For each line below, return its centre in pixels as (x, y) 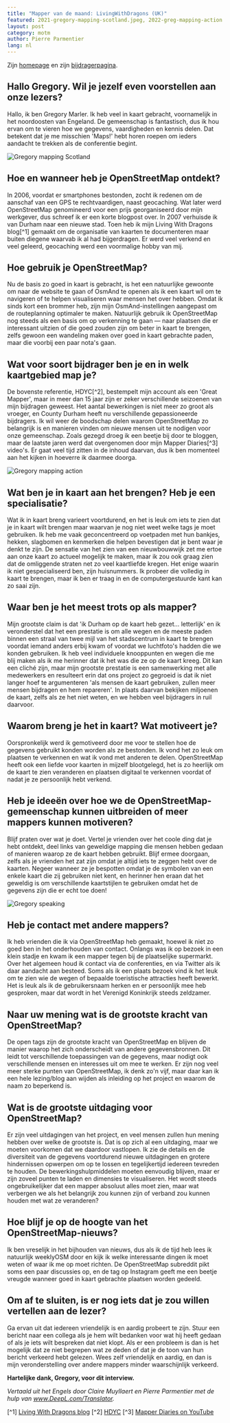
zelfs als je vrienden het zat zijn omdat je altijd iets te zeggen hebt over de (112, 861)
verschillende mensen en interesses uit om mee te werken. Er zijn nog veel (113, 1064)
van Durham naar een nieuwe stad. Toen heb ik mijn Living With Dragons (110, 224)
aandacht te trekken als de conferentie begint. (72, 143)
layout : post (26, 26)
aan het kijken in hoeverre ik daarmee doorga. (72, 458)
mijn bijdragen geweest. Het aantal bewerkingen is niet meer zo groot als (111, 406)
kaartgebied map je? (52, 375)
